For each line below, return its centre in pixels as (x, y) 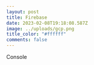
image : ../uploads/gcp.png (40, 29)
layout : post (23, 12)
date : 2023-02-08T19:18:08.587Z (47, 23)
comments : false (27, 40)
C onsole (17, 57)
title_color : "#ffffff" (36, 34)
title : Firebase (27, 17)
